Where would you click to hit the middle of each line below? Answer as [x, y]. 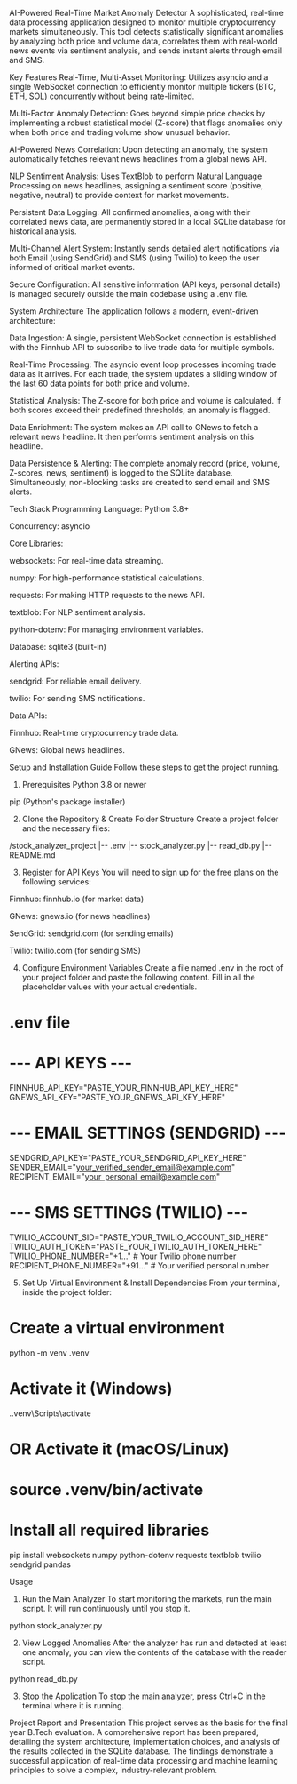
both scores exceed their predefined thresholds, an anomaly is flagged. [140, 410]
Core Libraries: [36, 543]
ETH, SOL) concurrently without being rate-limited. [102, 96]
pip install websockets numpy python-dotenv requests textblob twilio [135, 1556]
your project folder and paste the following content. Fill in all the [138, 977]
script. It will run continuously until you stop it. [106, 1609]
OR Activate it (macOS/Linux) [119, 1449]
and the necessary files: [66, 828]
